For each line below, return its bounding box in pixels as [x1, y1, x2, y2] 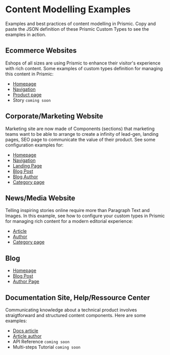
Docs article [12, 328, 38, 333]
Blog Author [12, 173, 38, 180]
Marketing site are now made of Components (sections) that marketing [5, 126, 155, 132]
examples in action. [5, 31, 47, 37]
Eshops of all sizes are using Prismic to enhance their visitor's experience [5, 60, 161, 66]
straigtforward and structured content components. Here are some [5, 312, 146, 318]
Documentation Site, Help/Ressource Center [5, 293, 150, 302]
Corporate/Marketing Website [5, 112, 103, 121]
